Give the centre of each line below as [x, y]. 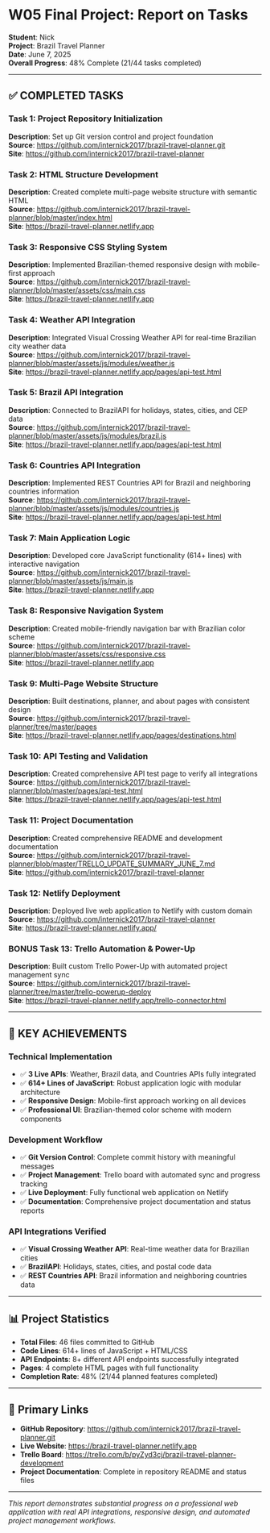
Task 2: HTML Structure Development [84, 174]
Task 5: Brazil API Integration [66, 393]
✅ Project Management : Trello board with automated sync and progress [140, 1175]
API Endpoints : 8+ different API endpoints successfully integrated [129, 1360]
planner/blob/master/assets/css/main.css [77, 290]
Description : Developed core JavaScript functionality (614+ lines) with [125, 556]
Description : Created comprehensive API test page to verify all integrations [133, 774]
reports [32, 1210]
